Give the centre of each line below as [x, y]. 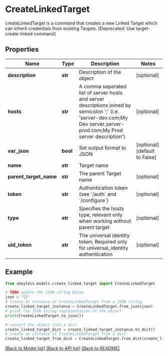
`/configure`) [94, 200]
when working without [105, 221]
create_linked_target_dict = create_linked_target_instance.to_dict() [80, 329]
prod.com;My [94, 130]
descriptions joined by [105, 105]
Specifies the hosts [101, 208]
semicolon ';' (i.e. [99, 111]
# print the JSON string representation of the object [63, 311]
